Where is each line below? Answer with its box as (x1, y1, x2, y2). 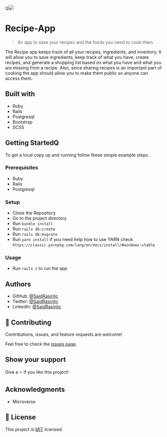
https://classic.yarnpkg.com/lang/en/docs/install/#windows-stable (12, 243, 155, 248)
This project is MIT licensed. (5, 426, 63, 432)
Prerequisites (5, 164, 38, 171)
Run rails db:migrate (12, 231, 58, 237)
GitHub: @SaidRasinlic (12, 293, 59, 299)
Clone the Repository (12, 210, 56, 216)
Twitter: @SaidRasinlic (12, 298, 59, 304)
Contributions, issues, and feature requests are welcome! (5, 331, 123, 337)
